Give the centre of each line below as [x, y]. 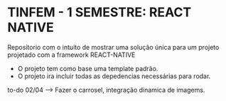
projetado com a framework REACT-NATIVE [71, 55]
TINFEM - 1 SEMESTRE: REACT [99, 12]
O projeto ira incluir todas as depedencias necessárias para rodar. [114, 76]
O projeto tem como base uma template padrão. [88, 68]
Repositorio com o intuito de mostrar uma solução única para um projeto [113, 47]
